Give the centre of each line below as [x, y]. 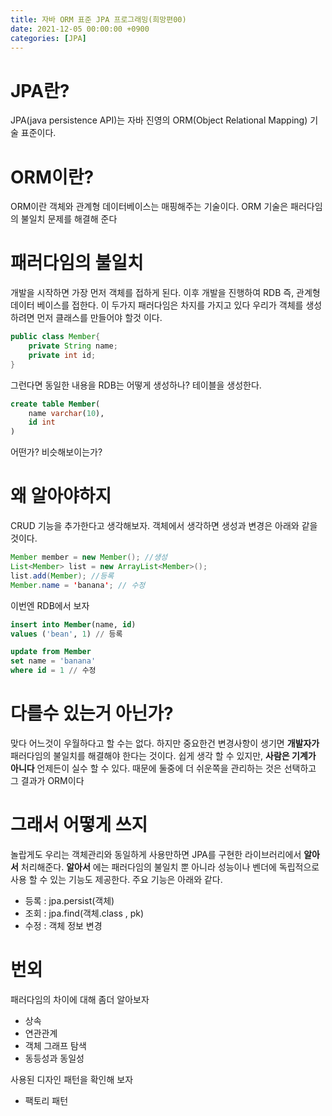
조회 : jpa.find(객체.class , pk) [84, 913]
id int [42, 422]
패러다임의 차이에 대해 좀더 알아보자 [80, 999]
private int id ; [62, 355]
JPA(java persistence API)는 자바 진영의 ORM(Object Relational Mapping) [159, 120]
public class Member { [55, 337]
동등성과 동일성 [54, 1058]
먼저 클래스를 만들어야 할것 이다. [99, 318]
